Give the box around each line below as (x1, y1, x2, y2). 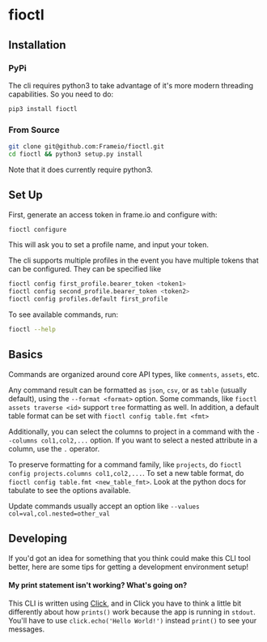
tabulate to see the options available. (8, 485, 131, 495)
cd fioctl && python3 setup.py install (8, 150, 143, 158)
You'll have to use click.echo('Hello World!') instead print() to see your (8, 615, 257, 625)
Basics (8, 348, 43, 362)
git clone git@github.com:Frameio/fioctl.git (8, 143, 164, 151)
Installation (8, 38, 66, 52)
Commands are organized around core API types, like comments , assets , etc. (8, 369, 260, 379)
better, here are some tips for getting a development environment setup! (8, 562, 249, 571)
